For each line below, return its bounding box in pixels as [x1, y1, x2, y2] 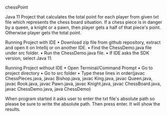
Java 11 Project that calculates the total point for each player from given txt [5, 14, 159, 19]
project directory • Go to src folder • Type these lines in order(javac [5, 70, 145, 76]
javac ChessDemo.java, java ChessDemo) [5, 86, 91, 92]
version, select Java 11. [5, 55, 52, 61]
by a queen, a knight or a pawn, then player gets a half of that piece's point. [5, 24, 161, 30]
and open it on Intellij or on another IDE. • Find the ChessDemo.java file [5, 45, 152, 50]
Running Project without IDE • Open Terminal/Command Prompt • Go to [5, 65, 153, 71]
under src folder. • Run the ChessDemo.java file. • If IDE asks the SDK [5, 50, 149, 56]
